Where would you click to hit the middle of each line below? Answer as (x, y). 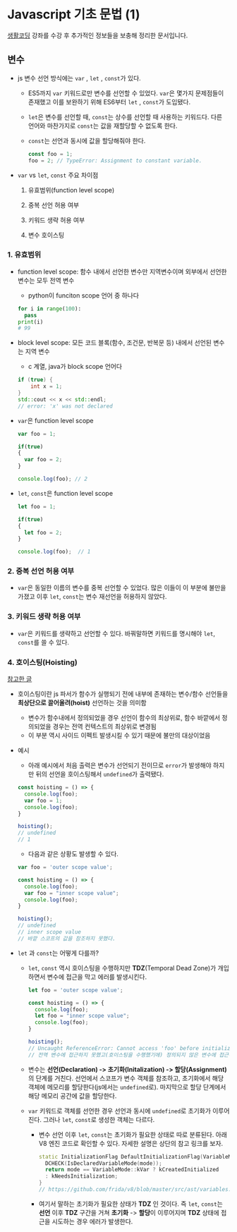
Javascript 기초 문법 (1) (74, 14)
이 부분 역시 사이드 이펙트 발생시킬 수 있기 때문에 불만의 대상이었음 (119, 736)
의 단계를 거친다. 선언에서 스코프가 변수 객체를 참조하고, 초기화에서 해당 (126, 1078)
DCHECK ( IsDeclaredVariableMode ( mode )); (103, 1163)
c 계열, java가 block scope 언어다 (75, 367)
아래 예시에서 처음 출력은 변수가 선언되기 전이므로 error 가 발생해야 (120, 765)
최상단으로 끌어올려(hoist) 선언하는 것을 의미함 (82, 703)
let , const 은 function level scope (65, 493)
